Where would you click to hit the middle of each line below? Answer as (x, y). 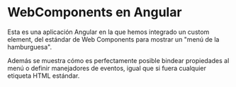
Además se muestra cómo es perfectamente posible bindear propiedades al (118, 60)
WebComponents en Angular (95, 12)
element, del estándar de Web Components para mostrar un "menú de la (113, 39)
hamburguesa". (29, 47)
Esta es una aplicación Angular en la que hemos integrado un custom (108, 32)
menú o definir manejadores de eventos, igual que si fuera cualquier (107, 68)
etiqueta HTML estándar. (44, 76)
